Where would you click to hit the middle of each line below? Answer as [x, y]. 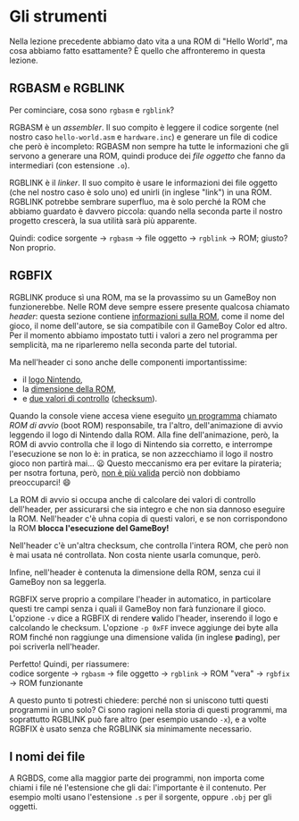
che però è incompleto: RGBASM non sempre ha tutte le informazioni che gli [149, 146]
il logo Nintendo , [52, 379]
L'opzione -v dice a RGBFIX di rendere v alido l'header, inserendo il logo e [144, 618]
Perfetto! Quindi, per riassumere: [69, 664]
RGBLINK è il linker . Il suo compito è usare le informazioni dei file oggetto [144, 182]
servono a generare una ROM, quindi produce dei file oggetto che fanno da [147, 156]
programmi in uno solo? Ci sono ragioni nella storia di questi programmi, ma [148, 709]
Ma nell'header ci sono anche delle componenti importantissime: [128, 362]
